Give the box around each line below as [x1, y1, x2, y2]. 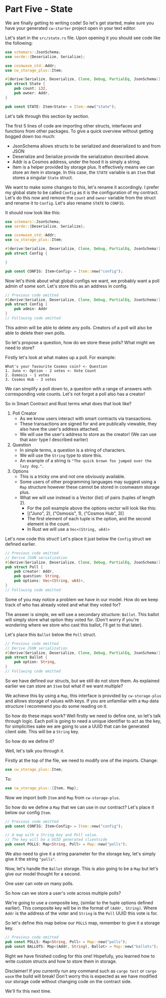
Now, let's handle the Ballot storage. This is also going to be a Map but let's [5, 866, 159, 872]
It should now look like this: [5, 209, 61, 215]
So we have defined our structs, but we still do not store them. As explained [5, 678, 160, 684]
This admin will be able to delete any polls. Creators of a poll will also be [5, 324, 153, 330]
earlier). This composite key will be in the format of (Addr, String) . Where [5, 905, 158, 911]
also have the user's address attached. [19, 426, 99, 432]
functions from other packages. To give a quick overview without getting [5, 128, 154, 134]
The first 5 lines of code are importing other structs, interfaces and [5, 123, 142, 128]
